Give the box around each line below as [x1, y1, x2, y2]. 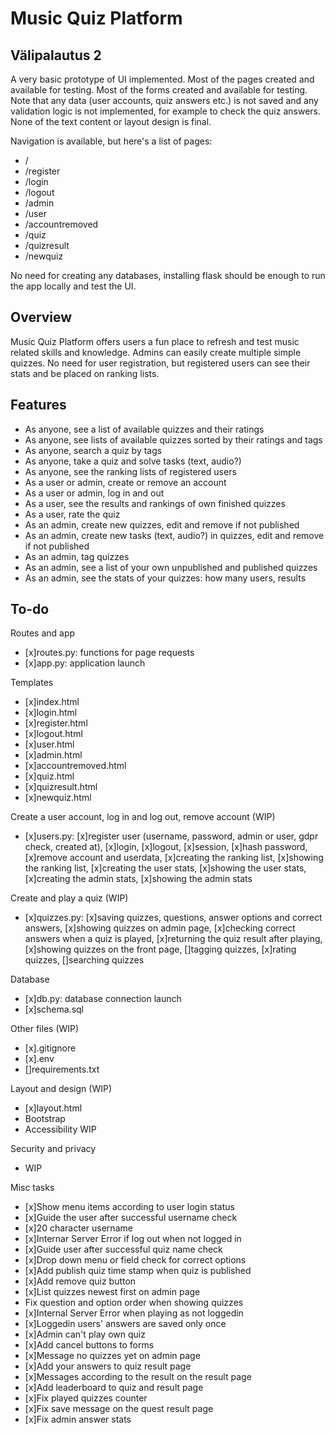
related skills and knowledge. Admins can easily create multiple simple [10, 346, 302, 358]
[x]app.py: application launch [24, 657, 146, 669]
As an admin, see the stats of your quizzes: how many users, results [24, 572, 307, 584]
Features [10, 397, 67, 414]
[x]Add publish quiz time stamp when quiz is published [24, 1265, 252, 1277]
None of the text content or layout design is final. [10, 116, 212, 127]
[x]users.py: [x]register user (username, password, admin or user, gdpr [24, 830, 319, 842]
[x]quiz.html [24, 770, 75, 782]
